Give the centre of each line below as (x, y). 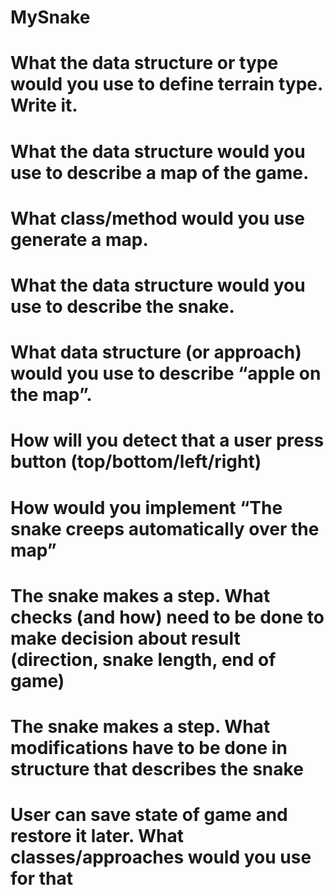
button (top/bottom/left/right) (136, 462)
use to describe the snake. (122, 306)
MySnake (50, 17)
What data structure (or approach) (156, 352)
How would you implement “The (146, 507)
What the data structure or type (144, 63)
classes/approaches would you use (161, 857)
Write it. (44, 105)
